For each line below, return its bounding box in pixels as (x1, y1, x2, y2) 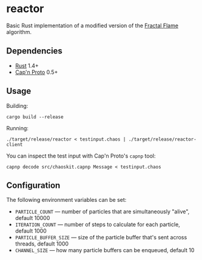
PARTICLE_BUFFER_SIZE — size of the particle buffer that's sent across (15, 234, 187, 241)
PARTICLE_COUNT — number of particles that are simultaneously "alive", (15, 208, 190, 215)
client (6, 141, 23, 147)
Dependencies (6, 46, 62, 56)
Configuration (6, 180, 61, 190)
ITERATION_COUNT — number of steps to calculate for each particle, (15, 221, 180, 228)
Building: (6, 102, 29, 109)
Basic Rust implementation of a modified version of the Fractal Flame (6, 22, 179, 29)
